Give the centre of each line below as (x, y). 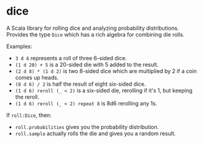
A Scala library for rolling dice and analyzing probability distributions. (93, 28)
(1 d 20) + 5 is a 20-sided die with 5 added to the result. (87, 65)
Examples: (19, 46)
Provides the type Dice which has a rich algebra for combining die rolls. (95, 34)
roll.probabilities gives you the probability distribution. (87, 127)
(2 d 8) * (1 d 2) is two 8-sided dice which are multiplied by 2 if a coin (106, 71)
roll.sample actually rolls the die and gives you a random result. (95, 133)
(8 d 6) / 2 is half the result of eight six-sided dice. (80, 84)
